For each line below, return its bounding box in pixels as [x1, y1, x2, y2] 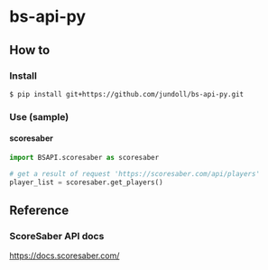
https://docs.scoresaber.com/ [9, 250, 120, 261]
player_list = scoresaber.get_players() [9, 178, 164, 187]
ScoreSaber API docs [9, 229, 105, 242]
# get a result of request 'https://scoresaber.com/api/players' [9, 169, 260, 178]
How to [9, 42, 51, 58]
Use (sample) [9, 110, 69, 123]
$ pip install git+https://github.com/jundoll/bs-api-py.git [9, 89, 245, 98]
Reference [9, 203, 69, 219]
